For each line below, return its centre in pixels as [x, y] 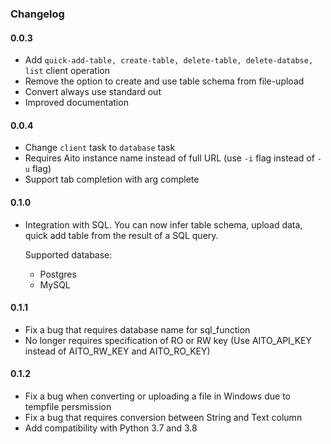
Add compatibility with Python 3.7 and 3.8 [111, 428]
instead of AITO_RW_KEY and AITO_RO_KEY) [117, 351]
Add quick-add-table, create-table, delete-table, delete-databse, [169, 60]
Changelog [37, 14]
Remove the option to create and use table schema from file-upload [164, 81]
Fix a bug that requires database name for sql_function [137, 329]
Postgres [58, 274]
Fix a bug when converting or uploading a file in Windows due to [157, 396]
